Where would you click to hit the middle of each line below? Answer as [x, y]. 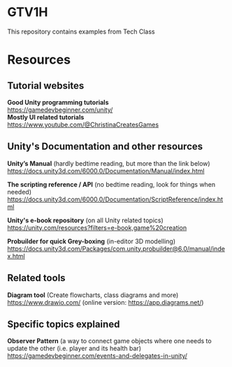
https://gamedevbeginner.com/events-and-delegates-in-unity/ [97, 356]
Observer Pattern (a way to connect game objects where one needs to [109, 341]
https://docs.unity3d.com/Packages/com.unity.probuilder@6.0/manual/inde [116, 248]
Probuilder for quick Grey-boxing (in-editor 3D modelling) [92, 241]
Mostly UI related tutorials [46, 117]
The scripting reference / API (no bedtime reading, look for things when [111, 184]
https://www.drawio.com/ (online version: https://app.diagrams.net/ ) [106, 302]
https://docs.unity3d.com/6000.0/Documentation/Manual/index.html [106, 171]
